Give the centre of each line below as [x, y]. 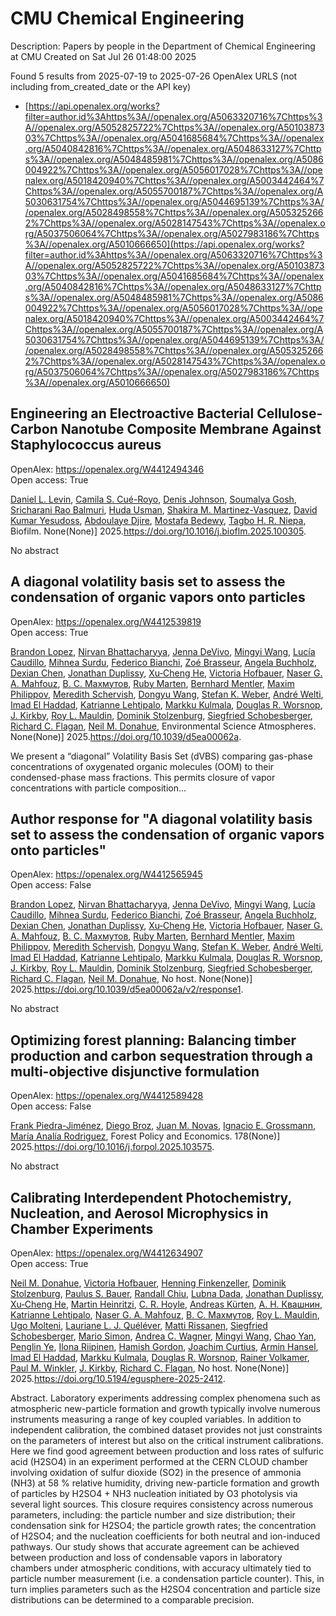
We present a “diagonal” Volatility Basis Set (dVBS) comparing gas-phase [161, 756]
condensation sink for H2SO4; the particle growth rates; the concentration [163, 1525]
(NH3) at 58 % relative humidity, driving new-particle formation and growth [165, 1483]
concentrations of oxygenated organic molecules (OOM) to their [142, 766]
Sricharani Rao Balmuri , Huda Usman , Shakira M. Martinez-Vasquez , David [164, 509]
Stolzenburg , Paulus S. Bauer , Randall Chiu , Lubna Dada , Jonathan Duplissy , [167, 1293]
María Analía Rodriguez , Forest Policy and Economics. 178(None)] [145, 1136]
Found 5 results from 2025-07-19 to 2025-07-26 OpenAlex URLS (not [154, 76]
